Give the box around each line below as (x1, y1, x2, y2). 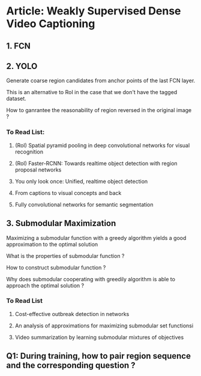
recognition (14, 148, 44, 155)
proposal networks (14, 166, 62, 173)
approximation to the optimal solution (6, 240, 98, 248)
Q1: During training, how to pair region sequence (6, 351, 191, 361)
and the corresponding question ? (6, 360, 136, 371)
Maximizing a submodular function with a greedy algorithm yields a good (6, 234, 187, 241)
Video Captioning (6, 17, 95, 31)
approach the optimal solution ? (6, 282, 85, 289)
